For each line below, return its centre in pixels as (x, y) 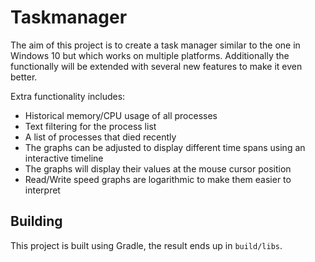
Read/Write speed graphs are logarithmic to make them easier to (158, 179)
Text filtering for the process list (90, 126)
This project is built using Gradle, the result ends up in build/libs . (146, 245)
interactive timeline (64, 158)
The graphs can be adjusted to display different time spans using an (165, 147)
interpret (42, 190)
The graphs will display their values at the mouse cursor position (158, 168)
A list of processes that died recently (100, 137)
